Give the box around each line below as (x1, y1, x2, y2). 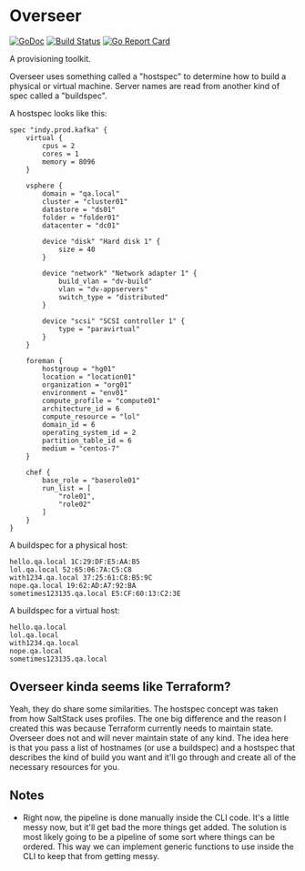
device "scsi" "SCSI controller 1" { (42, 316, 185, 326)
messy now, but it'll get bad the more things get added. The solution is (22, 821, 287, 833)
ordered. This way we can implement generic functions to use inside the (22, 841, 294, 852)
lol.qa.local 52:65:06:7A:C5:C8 (9, 565, 132, 574)
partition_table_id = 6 (42, 436, 132, 445)
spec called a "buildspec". (9, 90, 107, 101)
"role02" (57, 500, 92, 509)
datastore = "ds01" (42, 205, 117, 214)
